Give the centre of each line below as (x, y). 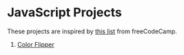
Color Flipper (36, 44)
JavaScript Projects (64, 13)
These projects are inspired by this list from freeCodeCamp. (92, 31)
